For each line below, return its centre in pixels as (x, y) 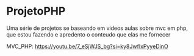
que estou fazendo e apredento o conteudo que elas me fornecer (88, 34)
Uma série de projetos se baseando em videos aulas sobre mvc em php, (97, 28)
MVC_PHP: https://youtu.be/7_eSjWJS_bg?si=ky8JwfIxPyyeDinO (88, 46)
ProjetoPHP (36, 11)
